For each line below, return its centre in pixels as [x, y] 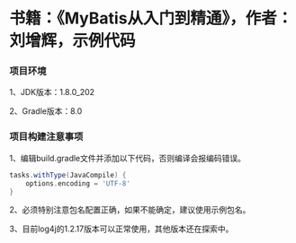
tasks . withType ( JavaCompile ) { [68, 175]
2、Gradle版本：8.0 [46, 111]
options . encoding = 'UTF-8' [78, 183]
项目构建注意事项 [46, 137]
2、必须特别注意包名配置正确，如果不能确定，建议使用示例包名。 [130, 210]
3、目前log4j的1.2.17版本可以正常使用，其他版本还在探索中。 [121, 229]
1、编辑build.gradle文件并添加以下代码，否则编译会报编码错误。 [127, 158]
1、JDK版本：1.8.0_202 [52, 92]
